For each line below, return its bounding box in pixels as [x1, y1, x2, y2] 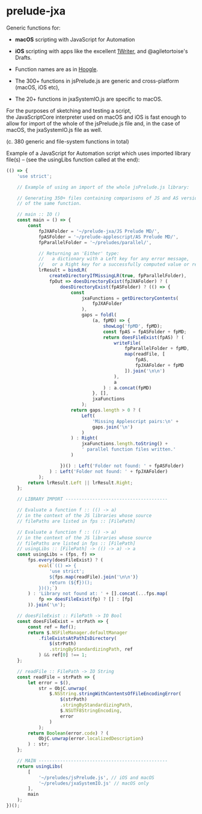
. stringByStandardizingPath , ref [49, 647, 133, 653]
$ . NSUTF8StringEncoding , [60, 708, 122, 714]
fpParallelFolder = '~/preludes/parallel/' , [38, 239, 152, 245]
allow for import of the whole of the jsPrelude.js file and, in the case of [6, 119, 180, 127]
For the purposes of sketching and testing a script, [6, 107, 132, 114]
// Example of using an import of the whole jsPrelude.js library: [17, 184, 189, 190]
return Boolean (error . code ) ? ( [28, 730, 109, 736]
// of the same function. [17, 201, 82, 207]
